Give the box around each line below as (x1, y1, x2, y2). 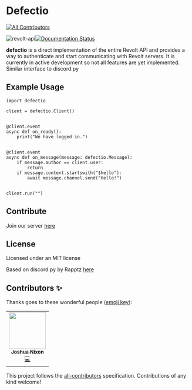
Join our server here (6, 222, 56, 229)
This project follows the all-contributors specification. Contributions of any (6, 372, 187, 379)
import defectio (6, 98, 46, 104)
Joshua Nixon (11, 349, 44, 355)
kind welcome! (6, 378, 42, 386)
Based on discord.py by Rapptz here (6, 266, 95, 273)
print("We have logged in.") (16, 134, 88, 139)
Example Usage (6, 82, 65, 92)
